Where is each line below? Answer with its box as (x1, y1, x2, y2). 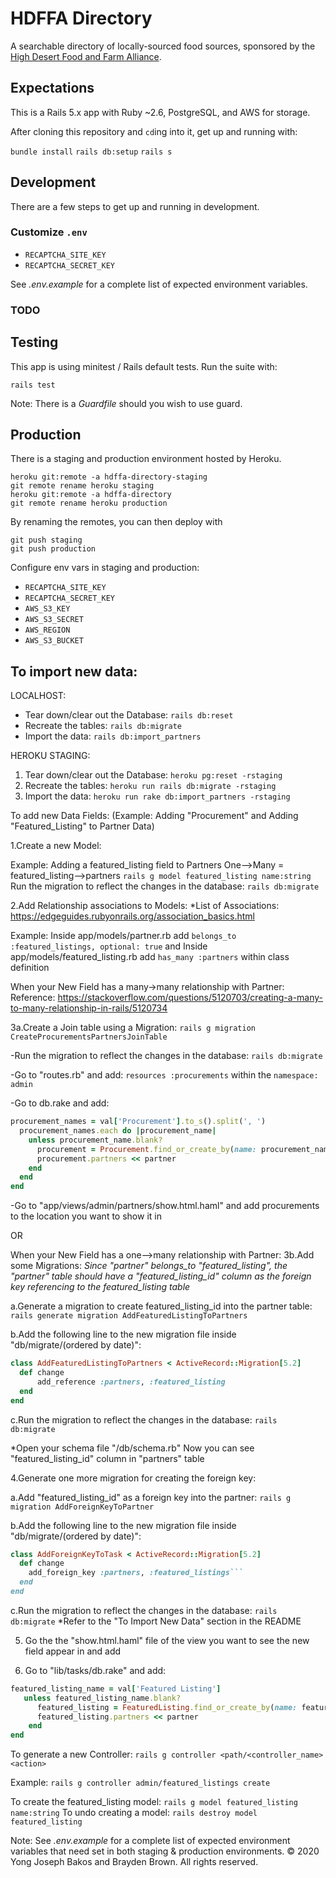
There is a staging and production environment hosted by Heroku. (10, 453, 282, 465)
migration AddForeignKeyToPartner (10, 1502, 155, 1512)
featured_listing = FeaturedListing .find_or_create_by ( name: (36, 1702, 298, 1712)
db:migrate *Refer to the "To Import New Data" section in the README (10, 1615, 302, 1627)
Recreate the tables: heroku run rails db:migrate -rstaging (24, 780, 277, 792)
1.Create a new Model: (10, 840, 102, 852)
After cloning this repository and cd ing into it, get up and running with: (10, 125, 298, 137)
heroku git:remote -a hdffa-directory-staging (10, 472, 208, 482)
